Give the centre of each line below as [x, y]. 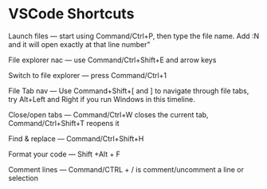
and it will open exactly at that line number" [79, 44]
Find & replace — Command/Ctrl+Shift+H [76, 138]
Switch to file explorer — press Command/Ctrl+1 [88, 75]
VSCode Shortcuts [71, 14]
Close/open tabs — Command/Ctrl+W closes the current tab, [108, 114]
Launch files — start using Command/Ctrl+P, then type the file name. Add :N [134, 36]
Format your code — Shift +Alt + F [65, 154]
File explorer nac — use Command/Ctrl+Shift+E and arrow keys [112, 60]
